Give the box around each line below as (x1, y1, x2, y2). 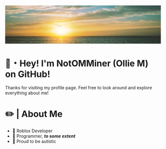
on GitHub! (5, 69, 50, 79)
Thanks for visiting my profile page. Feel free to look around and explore (5, 85, 152, 91)
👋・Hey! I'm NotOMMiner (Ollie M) (5, 58, 149, 69)
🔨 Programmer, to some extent (12, 133, 76, 139)
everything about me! (5, 90, 49, 96)
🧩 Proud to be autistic (12, 139, 56, 145)
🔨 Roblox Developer (12, 128, 53, 134)
